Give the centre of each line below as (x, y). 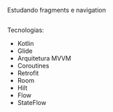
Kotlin (25, 44)
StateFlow (32, 103)
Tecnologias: (25, 30)
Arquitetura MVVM (44, 58)
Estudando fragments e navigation (57, 10)
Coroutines (33, 66)
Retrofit (28, 73)
